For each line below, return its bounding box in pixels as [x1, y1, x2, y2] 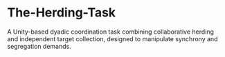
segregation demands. [7, 42, 71, 50]
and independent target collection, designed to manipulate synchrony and [7, 34, 218, 43]
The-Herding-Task [7, 5, 116, 21]
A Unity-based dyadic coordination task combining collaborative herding [7, 27, 215, 36]
